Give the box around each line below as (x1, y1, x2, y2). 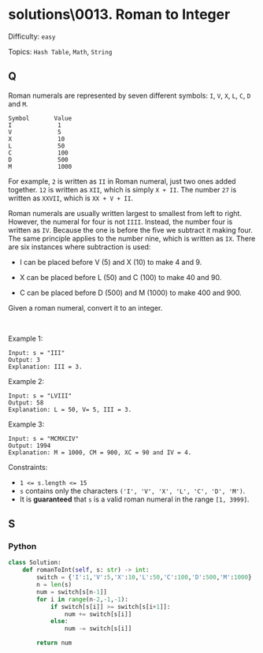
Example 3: (8, 420, 45, 429)
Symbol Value (8, 114, 72, 122)
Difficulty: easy (8, 32, 56, 41)
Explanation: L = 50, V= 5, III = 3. (8, 405, 132, 413)
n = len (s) (36, 581, 72, 589)
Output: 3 (8, 356, 41, 364)
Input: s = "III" (8, 349, 65, 356)
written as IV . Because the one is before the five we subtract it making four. (8, 225, 254, 234)
